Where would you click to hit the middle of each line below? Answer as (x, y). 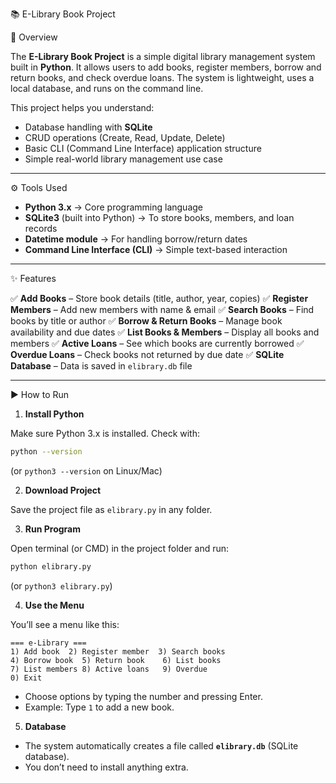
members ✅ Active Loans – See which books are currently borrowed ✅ (157, 343)
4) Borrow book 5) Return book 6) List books (116, 660)
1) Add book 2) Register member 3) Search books (118, 651)
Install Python (54, 414)
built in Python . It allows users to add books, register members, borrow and (166, 67)
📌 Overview (34, 37)
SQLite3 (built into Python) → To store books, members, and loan (159, 217)
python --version (46, 452)
